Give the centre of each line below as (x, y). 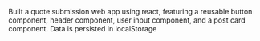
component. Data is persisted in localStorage (83, 29)
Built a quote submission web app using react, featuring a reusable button (130, 12)
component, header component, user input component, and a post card (127, 20)
